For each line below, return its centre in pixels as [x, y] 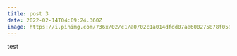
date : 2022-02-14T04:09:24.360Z [55, 20]
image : [17, 27]
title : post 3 [28, 14]
